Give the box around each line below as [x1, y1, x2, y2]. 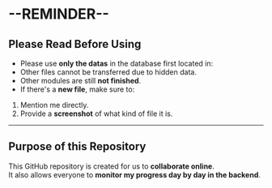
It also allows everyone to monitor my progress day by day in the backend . [8, 169, 261, 179]
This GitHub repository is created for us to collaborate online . [8, 161, 215, 171]
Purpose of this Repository [8, 139, 147, 154]
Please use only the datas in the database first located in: [19, 58, 214, 68]
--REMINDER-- [8, 5, 109, 23]
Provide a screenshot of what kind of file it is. [19, 109, 173, 118]
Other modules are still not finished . [19, 76, 142, 85]
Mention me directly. [19, 100, 89, 109]
